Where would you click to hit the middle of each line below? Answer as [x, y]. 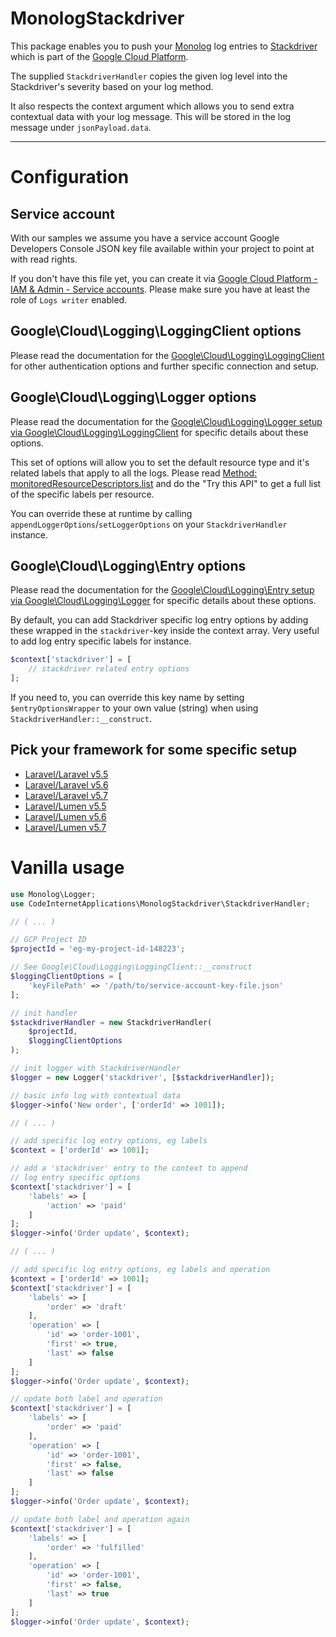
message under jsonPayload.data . [81, 127]
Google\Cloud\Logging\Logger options [133, 397]
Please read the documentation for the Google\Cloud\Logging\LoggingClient [167, 355]
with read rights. [44, 259]
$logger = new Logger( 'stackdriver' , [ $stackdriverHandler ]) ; [142, 1077]
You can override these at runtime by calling [101, 513]
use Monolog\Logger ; [53, 894]
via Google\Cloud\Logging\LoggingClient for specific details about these [159, 432]
